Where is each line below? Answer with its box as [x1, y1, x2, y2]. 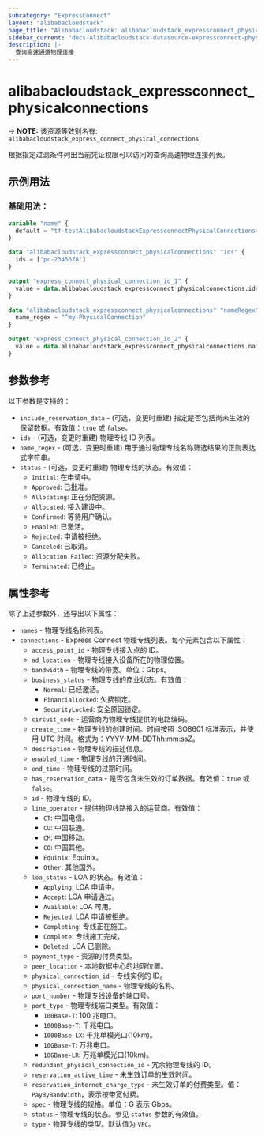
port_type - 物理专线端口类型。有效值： [31, 1001, 161, 1010]
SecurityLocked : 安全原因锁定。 [43, 705, 146, 714]
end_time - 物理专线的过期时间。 [31, 764, 136, 773]
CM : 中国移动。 [43, 833, 89, 842]
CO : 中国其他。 [43, 843, 89, 852]
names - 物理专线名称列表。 [19, 626, 107, 635]
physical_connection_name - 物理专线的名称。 [31, 981, 179, 991]
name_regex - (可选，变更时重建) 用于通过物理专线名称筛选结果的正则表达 [19, 442, 256, 452]
